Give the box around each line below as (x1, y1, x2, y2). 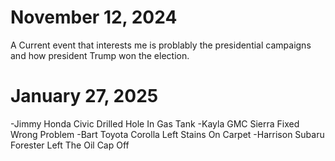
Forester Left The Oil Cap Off (10, 139, 130, 151)
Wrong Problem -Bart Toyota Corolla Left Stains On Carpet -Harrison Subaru (10, 128, 325, 140)
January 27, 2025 (10, 85, 159, 108)
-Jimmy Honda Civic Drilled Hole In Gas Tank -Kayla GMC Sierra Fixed (10, 117, 300, 130)
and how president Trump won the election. (10, 49, 190, 61)
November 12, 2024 (10, 6, 178, 29)
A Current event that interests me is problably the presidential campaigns (10, 39, 312, 51)
